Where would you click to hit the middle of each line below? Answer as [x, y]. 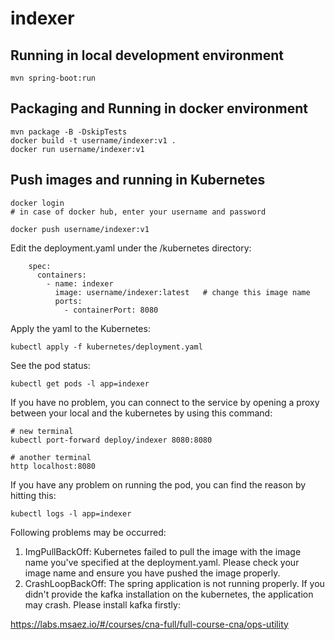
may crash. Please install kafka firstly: [102, 604]
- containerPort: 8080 [111, 310]
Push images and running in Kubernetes [138, 180]
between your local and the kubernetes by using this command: [141, 413]
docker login [37, 203]
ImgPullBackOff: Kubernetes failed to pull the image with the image [163, 551]
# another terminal [51, 457]
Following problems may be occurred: [88, 532]
